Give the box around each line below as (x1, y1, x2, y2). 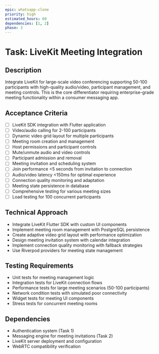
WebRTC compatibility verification (12, 344, 81, 350)
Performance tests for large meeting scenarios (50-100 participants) (12, 285, 150, 291)
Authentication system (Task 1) (12, 328, 74, 334)
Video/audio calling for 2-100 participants (12, 127, 96, 133)
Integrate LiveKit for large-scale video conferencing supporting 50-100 (5, 79, 148, 85)
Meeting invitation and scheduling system (12, 160, 96, 167)
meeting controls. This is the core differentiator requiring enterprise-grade (5, 89, 155, 96)
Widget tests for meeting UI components (12, 295, 94, 302)
